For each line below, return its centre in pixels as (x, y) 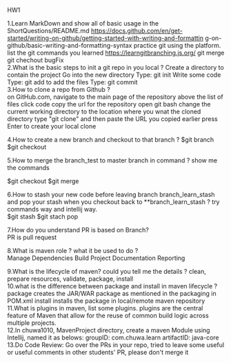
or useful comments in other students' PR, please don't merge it (98, 352)
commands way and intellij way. (52, 209)
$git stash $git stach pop (43, 216)
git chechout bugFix (36, 60)
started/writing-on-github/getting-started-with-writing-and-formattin (105, 38)
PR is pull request (32, 237)
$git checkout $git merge (43, 181)
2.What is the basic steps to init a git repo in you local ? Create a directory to (115, 67)
